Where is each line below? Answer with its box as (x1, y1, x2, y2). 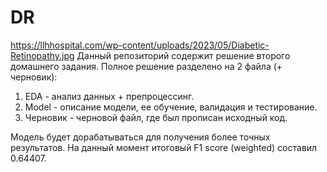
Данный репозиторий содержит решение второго (76, 49, 291, 61)
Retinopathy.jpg (10, 49, 75, 61)
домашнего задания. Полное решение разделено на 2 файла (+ (10, 60, 283, 72)
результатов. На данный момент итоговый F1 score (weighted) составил (10, 141, 318, 153)
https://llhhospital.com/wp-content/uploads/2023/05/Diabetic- (10, 39, 270, 51)
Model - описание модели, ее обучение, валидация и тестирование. (24, 101, 318, 113)
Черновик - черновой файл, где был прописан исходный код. (24, 111, 288, 123)
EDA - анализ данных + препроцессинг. (24, 90, 195, 102)
